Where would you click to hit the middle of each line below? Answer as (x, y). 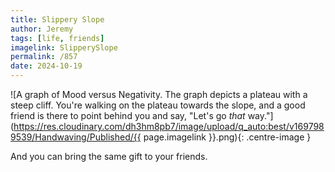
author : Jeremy (42, 29)
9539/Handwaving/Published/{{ (76, 137)
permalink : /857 (44, 57)
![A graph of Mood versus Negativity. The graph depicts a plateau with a (159, 94)
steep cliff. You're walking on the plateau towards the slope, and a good (158, 105)
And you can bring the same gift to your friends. (109, 156)
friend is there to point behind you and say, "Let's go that (128, 115)
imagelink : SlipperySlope (64, 47)
